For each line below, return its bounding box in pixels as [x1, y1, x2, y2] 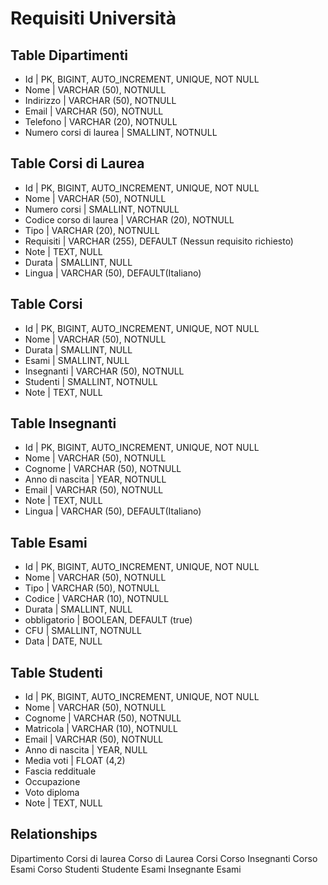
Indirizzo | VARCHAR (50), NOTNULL [24, 95, 177, 106]
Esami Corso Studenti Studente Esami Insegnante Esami [10, 863, 242, 875]
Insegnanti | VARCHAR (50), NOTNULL [24, 365, 185, 377]
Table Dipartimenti [10, 47, 129, 64]
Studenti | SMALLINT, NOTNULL [24, 375, 158, 387]
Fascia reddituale [24, 765, 97, 777]
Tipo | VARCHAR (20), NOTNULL [24, 224, 160, 236]
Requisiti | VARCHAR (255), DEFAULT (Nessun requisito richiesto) [24, 235, 294, 247]
